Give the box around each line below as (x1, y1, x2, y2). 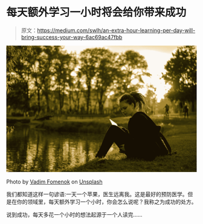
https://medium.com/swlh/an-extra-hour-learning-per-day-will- (37, 27, 196, 34)
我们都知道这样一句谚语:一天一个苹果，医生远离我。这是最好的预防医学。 (6, 190, 188, 197)
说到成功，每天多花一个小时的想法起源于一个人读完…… (6, 211, 143, 218)
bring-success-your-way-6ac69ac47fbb (21, 33, 123, 41)
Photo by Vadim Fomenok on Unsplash (6, 178, 103, 185)
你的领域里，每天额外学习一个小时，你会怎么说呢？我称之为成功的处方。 (16, 198, 197, 205)
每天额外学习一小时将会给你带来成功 (6, 5, 187, 19)
